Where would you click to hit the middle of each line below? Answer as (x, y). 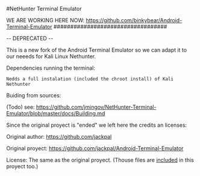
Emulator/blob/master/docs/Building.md (56, 113)
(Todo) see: (20, 107)
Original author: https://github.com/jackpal (59, 137)
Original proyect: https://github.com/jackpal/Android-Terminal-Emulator (95, 148)
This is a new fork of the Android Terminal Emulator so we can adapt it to (97, 50)
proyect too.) (22, 166)
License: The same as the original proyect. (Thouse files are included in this (100, 160)
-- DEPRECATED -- (30, 38)
